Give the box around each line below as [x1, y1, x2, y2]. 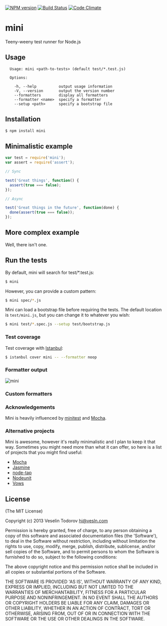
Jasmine [12, 465, 30, 471]
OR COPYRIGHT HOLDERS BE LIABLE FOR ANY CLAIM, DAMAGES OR [5, 600, 150, 606]
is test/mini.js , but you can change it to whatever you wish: [5, 312, 130, 318]
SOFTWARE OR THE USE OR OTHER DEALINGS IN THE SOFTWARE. [5, 616, 145, 622]
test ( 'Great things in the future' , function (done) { [5, 205, 120, 210]
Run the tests [5, 256, 47, 265]
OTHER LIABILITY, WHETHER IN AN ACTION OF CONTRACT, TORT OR [5, 605, 151, 612]
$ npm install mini [5, 128, 46, 133]
